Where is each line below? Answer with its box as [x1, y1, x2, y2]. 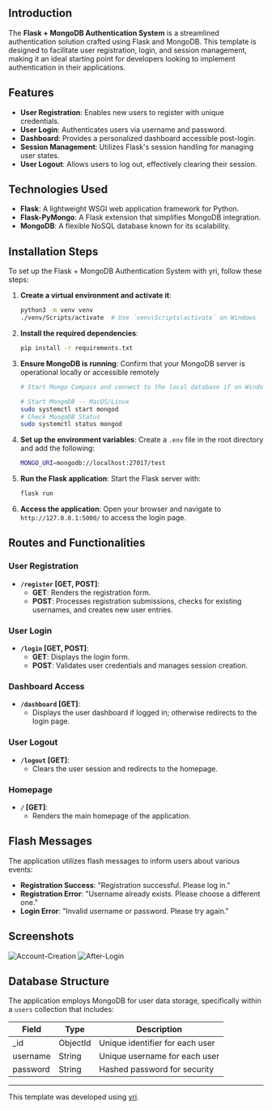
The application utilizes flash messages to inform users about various [8, 856, 240, 865]
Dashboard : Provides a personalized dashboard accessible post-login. [19, 133, 257, 143]
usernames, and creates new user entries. [32, 604, 173, 614]
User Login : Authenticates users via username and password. [19, 125, 227, 134]
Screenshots [8, 929, 74, 943]
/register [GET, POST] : [19, 578, 100, 588]
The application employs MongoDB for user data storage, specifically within [8, 996, 261, 1005]
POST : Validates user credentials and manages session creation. [32, 660, 249, 670]
